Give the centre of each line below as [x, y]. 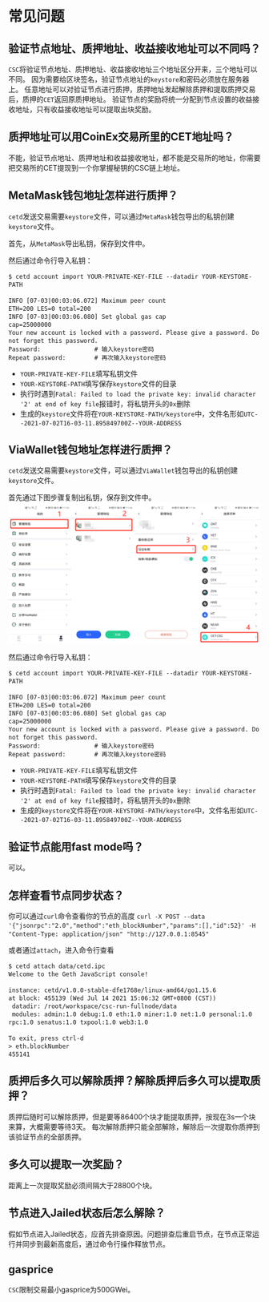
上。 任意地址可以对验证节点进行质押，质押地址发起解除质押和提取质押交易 [132, 89]
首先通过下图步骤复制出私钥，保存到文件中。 [82, 498]
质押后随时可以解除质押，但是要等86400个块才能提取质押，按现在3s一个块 [132, 1117]
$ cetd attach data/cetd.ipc [57, 966]
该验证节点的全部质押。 [47, 1137]
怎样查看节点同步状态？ [66, 895]
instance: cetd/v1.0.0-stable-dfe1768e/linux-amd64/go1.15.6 [112, 990]
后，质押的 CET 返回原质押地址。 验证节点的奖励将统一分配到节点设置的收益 [130, 99]
